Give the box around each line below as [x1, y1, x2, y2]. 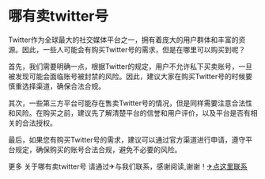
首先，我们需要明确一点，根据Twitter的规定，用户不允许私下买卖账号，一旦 [8, 61, 253, 71]
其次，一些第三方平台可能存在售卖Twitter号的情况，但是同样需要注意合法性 [8, 98, 253, 108]
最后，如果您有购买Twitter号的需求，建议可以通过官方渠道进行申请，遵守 [8, 135, 246, 144]
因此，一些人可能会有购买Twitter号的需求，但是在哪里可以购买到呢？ [21, 44, 246, 54]
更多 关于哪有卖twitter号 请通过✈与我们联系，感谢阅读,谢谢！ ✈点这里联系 [8, 162, 248, 171]
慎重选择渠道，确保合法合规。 [8, 81, 105, 91]
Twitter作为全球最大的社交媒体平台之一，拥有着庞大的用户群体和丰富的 [8, 35, 239, 44]
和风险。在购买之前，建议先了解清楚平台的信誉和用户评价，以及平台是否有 [8, 108, 251, 117]
